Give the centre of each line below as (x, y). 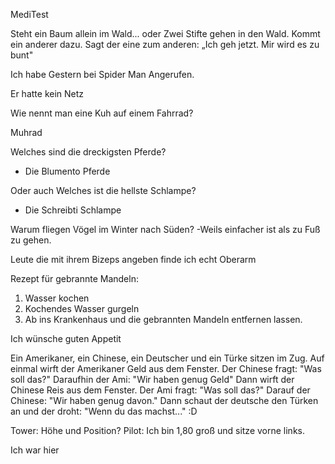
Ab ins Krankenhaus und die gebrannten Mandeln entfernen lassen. (163, 319)
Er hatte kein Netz (47, 93)
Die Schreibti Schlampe (73, 210)
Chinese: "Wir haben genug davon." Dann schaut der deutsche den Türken (164, 400)
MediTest (29, 14)
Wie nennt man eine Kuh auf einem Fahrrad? (102, 113)
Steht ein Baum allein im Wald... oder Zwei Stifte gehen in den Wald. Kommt (165, 33)
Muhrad (26, 132)
